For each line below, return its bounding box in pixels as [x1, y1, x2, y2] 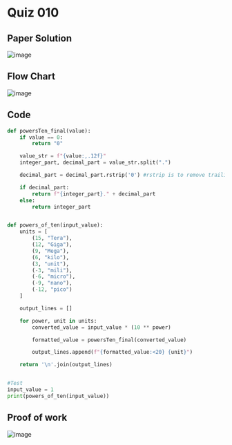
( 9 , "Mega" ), [32, 247, 70, 254]
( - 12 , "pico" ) [32, 286, 72, 293]
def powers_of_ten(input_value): [7, 222, 104, 229]
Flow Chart [7, 70, 55, 82]
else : [19, 197, 36, 204]
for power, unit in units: [19, 317, 97, 324]
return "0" [32, 140, 64, 147]
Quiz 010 [7, 5, 59, 21]
